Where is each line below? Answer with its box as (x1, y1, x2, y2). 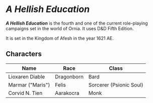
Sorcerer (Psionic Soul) (88, 81, 143, 88)
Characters (6, 50, 42, 58)
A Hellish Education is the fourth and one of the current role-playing (6, 20, 148, 26)
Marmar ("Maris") (8, 81, 50, 88)
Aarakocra (55, 89, 80, 96)
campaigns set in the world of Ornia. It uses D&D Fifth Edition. (6, 25, 134, 31)
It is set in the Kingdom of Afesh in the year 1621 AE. (6, 35, 114, 41)
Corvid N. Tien (8, 89, 43, 96)
